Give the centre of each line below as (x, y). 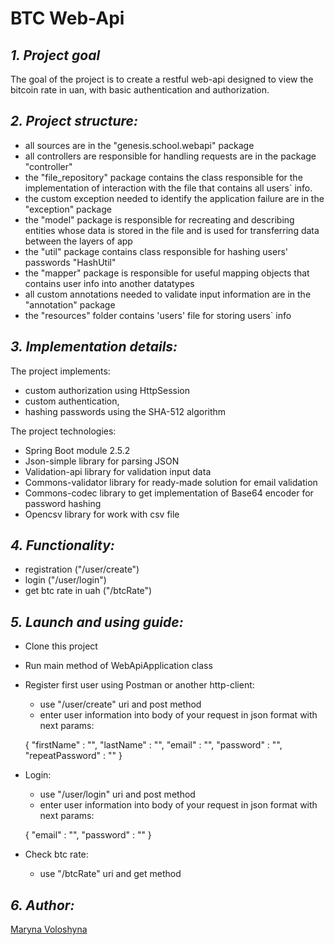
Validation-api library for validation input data (118, 471)
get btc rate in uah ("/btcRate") (88, 591)
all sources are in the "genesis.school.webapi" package (139, 145)
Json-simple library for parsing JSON (102, 461)
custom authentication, (72, 401)
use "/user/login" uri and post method (117, 794)
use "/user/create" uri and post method (120, 704)
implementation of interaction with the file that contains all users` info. (168, 188)
